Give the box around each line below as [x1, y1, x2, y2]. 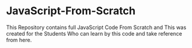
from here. [6, 36, 32, 43]
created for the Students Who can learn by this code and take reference [6, 30, 182, 37]
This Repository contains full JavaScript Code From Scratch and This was [6, 24, 187, 31]
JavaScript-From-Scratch [6, 4, 136, 18]
